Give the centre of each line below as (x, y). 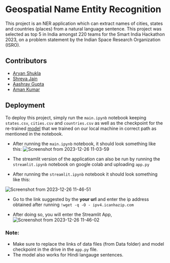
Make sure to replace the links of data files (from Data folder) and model (88, 244)
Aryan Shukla (27, 73)
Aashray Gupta (28, 84)
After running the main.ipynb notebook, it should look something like (84, 144)
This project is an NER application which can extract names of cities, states (84, 23)
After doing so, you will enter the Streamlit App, (62, 214)
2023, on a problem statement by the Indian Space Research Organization (83, 40)
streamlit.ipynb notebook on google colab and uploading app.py (81, 164)
